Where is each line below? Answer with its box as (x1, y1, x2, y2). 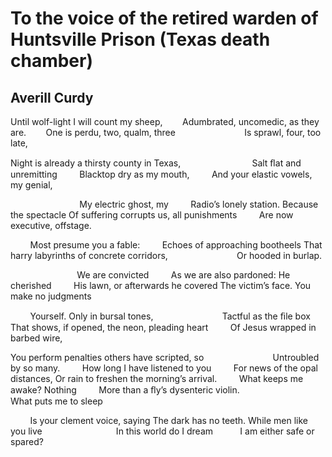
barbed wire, (10, 332, 63, 344)
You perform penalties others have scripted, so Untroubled (10, 352, 320, 363)
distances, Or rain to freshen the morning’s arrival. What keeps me (10, 373, 304, 384)
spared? (10, 436, 44, 447)
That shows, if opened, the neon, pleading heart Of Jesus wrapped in (10, 322, 317, 333)
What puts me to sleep (10, 395, 103, 407)
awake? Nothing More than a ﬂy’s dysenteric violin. (10, 384, 240, 396)
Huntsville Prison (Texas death (10, 28, 271, 51)
